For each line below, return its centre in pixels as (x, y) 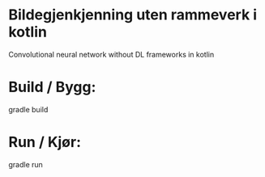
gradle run (26, 164)
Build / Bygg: (52, 87)
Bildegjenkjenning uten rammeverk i (133, 15)
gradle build (28, 109)
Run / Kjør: (45, 142)
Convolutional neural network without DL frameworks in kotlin (111, 54)
